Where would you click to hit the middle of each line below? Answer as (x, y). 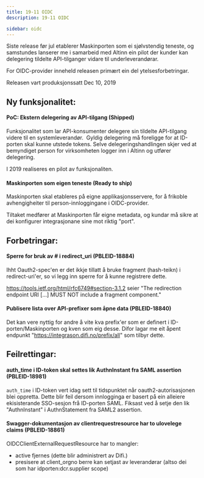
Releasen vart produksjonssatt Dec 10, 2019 (61, 83)
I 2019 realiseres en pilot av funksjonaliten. (60, 169)
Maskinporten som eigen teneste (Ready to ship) (69, 183)
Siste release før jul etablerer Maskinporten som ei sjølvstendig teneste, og (100, 46)
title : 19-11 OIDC (30, 12)
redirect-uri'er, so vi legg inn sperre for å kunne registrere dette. (87, 276)
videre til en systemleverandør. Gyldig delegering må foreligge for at (93, 138)
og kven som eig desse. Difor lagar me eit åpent (121, 328)
